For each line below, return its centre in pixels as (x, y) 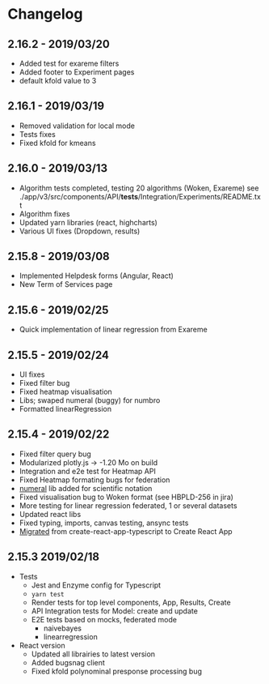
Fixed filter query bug (55, 454)
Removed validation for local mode (77, 126)
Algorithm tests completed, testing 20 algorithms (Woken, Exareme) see (139, 188)
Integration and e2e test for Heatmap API (88, 471)
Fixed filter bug (44, 383)
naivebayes (63, 628)
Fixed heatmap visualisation (65, 392)
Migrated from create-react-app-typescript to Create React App (126, 531)
